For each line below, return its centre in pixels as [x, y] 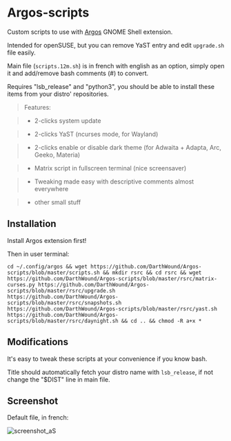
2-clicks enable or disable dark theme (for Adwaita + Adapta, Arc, [128, 147]
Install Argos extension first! [47, 240]
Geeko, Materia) [57, 155]
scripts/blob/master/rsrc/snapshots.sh [64, 303]
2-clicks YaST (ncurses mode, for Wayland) [96, 134]
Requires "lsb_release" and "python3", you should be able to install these [111, 86]
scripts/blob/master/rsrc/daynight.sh [63, 321]
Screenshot [33, 401]
